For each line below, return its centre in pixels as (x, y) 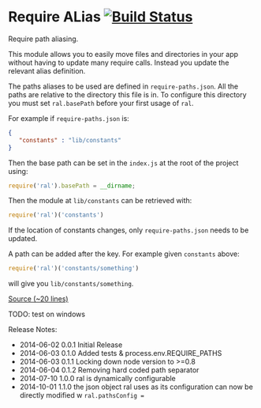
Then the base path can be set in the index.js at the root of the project (123, 163)
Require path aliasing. (43, 39)
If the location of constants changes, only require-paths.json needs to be (129, 230)
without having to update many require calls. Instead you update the (119, 62)
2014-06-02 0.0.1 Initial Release (71, 345)
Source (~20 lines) (38, 299)
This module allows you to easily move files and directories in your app (123, 54)
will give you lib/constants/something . (71, 284)
